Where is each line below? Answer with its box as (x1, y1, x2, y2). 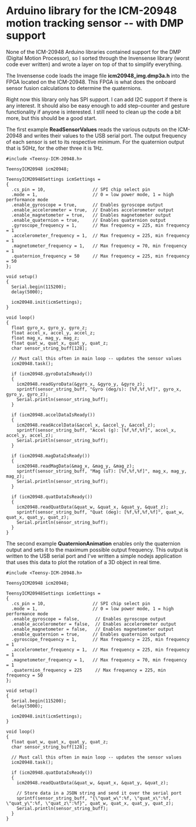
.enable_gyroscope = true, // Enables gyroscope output (11, 202, 164, 208)
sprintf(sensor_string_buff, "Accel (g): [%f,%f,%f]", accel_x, (16, 427, 177, 433)
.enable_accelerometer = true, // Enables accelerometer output (11, 207, 174, 213)
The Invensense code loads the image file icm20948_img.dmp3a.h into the (6, 72, 190, 79)
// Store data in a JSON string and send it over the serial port (16, 790, 182, 796)
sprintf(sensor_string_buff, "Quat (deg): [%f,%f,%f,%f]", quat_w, (16, 509, 184, 515)
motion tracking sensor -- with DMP (6, 16, 184, 30)
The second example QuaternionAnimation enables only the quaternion (6, 540, 181, 547)
